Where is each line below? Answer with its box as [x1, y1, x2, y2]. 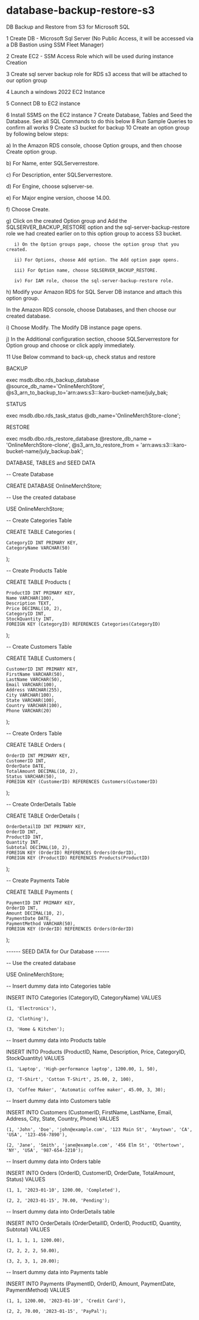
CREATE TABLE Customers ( [6, 655, 75, 662]
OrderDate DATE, [6, 763, 46, 769]
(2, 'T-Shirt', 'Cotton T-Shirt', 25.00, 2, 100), [6, 1076, 134, 1082]
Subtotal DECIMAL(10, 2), [6, 844, 70, 850]
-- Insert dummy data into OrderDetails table [6, 1208, 115, 1215]
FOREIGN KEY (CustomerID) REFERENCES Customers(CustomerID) [6, 778, 159, 785]
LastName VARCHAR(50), [6, 676, 62, 683]
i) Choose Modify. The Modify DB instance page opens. [6, 323, 143, 331]
